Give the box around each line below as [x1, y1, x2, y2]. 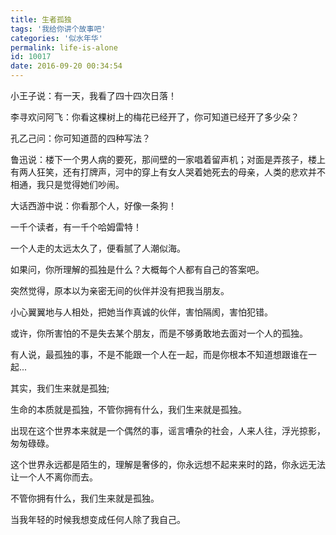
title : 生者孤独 [10, 14, 72, 25]
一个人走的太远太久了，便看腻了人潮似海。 [10, 242, 186, 254]
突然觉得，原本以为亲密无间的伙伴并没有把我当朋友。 [10, 285, 230, 296]
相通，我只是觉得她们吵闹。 [10, 179, 125, 190]
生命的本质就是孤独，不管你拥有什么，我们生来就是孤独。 [10, 404, 247, 415]
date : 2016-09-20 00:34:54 [10, 61, 123, 71]
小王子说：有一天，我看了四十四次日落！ [10, 90, 177, 101]
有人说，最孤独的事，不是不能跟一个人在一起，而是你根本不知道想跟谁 [10, 349, 300, 360]
